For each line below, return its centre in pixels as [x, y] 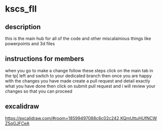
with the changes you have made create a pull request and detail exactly [78, 81]
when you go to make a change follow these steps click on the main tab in [79, 70]
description [23, 27]
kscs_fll [21, 9]
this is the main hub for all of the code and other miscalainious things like [78, 38]
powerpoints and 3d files [30, 44]
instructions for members [45, 59]
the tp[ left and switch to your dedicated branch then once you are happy [78, 76]
